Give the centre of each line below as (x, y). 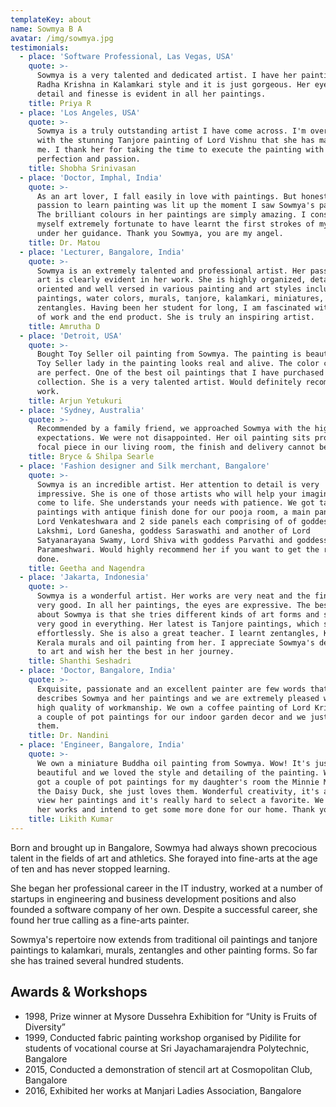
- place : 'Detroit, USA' (71, 336)
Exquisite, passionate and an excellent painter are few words (171, 689)
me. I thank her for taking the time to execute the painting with (180, 150)
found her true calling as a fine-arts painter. (100, 920)
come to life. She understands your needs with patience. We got (175, 503)
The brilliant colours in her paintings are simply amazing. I (171, 215)
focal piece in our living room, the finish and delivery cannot (175, 447)
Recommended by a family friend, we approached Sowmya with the (173, 429)
